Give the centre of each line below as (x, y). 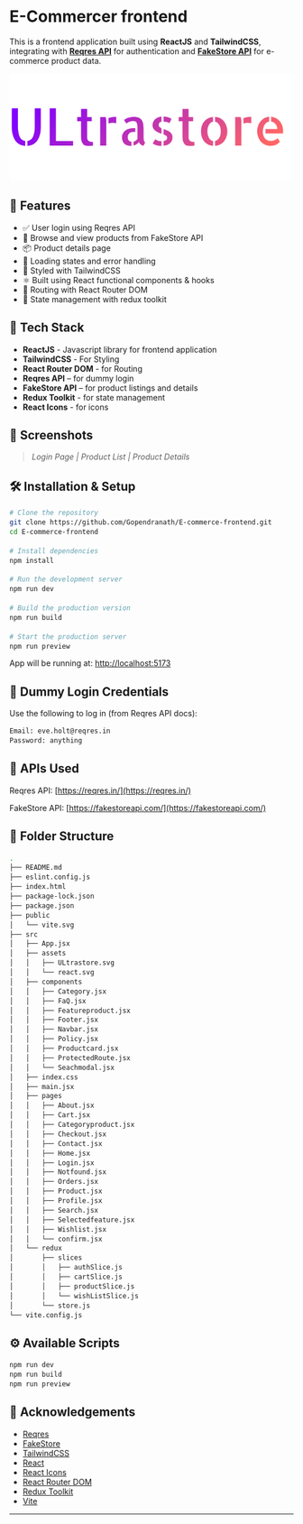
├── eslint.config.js (50, 877)
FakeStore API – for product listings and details (110, 388)
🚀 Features (40, 206)
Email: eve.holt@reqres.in (60, 731)
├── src (24, 934)
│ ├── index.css (44, 1077)
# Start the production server (68, 637)
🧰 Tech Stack (47, 328)
